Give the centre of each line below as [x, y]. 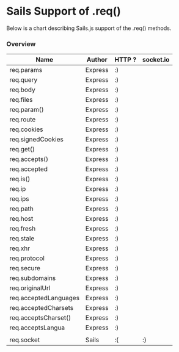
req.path [21, 209]
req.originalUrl [30, 288]
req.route [23, 120]
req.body [22, 90]
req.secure [25, 268]
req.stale [22, 239]
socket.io [156, 60]
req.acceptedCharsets [42, 308]
